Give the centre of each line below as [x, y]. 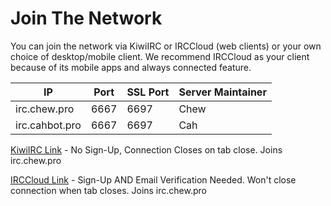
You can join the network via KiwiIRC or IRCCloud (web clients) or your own [166, 46]
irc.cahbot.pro [48, 125]
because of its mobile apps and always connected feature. [131, 67]
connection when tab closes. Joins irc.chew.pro [108, 190]
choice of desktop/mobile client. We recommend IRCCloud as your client [160, 56]
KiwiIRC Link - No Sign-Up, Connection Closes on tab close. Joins [146, 149]
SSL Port [148, 92]
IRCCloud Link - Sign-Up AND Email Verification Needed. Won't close [153, 179]
